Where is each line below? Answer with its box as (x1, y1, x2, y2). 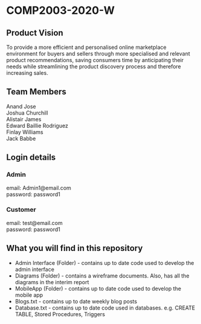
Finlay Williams (6, 128, 43, 136)
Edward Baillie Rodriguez (6, 122, 68, 129)
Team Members (6, 87, 66, 97)
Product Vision (6, 28, 63, 38)
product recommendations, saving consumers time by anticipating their (6, 57, 184, 63)
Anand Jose (6, 103, 36, 110)
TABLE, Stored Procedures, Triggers (14, 310, 106, 317)
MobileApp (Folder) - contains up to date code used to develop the (14, 285, 182, 292)
